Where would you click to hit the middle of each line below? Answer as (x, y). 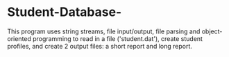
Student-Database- (65, 12)
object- (212, 31)
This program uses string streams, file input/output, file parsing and (104, 31)
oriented (19, 38)
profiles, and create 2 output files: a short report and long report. (100, 46)
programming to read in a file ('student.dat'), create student (118, 38)
